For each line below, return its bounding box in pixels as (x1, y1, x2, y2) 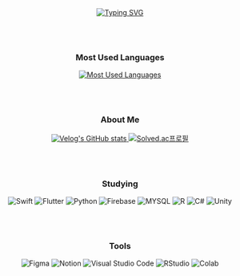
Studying (101, 178, 139, 189)
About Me (100, 114, 140, 125)
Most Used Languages (75, 51, 165, 63)
